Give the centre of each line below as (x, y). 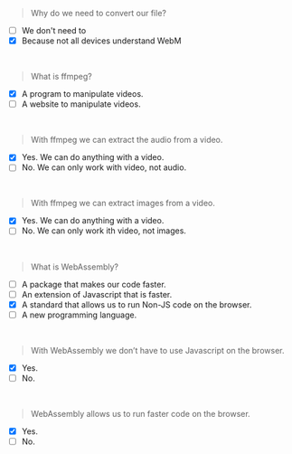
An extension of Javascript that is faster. (97, 294)
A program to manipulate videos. (82, 94)
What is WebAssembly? (75, 267)
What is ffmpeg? (61, 77)
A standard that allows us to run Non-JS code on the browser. (137, 304)
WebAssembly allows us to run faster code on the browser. (140, 413)
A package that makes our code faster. (94, 284)
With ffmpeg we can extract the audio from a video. (127, 140)
